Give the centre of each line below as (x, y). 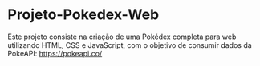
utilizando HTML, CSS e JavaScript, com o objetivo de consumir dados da (130, 45)
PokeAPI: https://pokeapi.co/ (55, 53)
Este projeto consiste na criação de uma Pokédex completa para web (122, 37)
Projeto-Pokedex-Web (83, 15)
